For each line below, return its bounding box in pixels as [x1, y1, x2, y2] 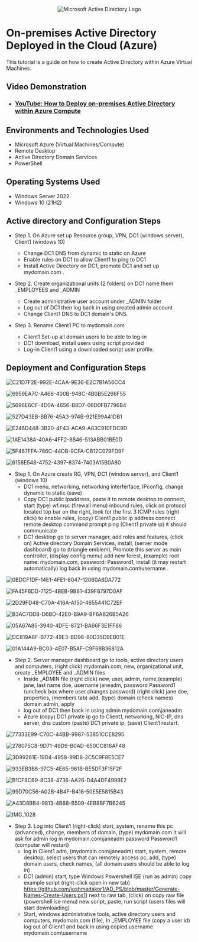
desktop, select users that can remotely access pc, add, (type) [23, 854, 176, 861]
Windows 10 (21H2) [14, 199, 62, 206]
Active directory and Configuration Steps [6, 216, 161, 226]
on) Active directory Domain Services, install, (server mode [23, 539, 168, 547]
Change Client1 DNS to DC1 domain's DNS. [23, 310, 128, 317]
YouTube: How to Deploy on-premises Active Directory [14, 99, 176, 108]
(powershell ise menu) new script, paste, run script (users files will [23, 898, 186, 905]
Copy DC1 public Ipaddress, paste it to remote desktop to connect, [23, 495, 186, 502]
